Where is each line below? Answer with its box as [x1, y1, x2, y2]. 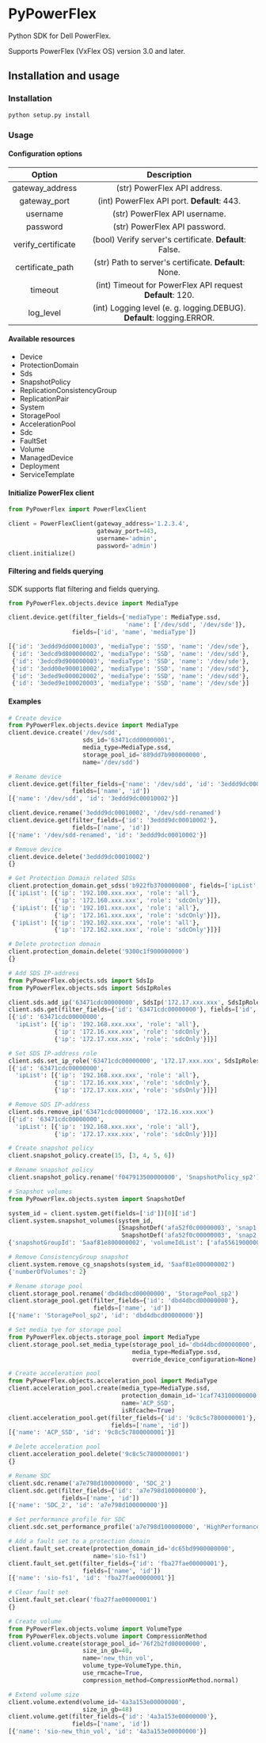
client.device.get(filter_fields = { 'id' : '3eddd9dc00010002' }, [8, 817, 218, 825]
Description [146, 169, 192, 180]
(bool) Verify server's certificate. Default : [92, 234, 247, 245]
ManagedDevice [19, 452, 74, 462]
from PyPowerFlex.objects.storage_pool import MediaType [8, 1333, 200, 1341]
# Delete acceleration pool [8, 1443, 101, 1451]
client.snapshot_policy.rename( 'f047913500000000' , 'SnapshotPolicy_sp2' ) [8, 1173, 260, 1181]
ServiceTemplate [19, 469, 75, 479]
